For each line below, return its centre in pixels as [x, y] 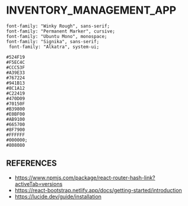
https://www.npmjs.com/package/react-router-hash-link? [85, 178]
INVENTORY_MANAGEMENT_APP [91, 10]
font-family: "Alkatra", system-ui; [54, 47]
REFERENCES [32, 163]
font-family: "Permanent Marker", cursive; [61, 31]
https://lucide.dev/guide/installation [58, 197]
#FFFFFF [16, 135]
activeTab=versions [39, 184]
